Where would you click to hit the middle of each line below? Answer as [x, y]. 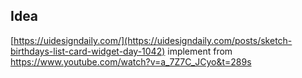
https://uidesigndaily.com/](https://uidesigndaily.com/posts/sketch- [153, 40]
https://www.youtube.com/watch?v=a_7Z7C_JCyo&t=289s [131, 61]
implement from [200, 51]
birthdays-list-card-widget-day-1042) [88, 51]
